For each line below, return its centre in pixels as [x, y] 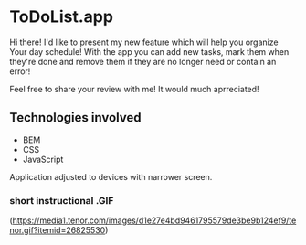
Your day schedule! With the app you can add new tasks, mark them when [149, 51]
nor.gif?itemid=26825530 [58, 230]
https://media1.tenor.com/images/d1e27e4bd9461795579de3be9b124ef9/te [154, 220]
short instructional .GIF [62, 200]
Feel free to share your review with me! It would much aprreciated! [134, 89]
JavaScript [43, 159]
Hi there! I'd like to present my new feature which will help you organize [144, 42]
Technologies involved [75, 117]
